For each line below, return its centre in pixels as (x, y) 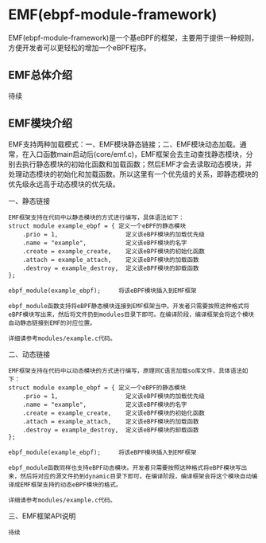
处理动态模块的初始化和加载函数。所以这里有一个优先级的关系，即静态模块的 (133, 174)
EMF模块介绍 (40, 124)
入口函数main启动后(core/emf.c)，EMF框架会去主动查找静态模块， (137, 154)
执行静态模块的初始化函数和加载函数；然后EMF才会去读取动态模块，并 (137, 164)
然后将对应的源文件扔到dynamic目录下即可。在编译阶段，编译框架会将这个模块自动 (136, 476)
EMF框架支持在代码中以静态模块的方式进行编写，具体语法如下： (96, 217)
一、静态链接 (29, 201)
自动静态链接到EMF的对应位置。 (52, 323)
